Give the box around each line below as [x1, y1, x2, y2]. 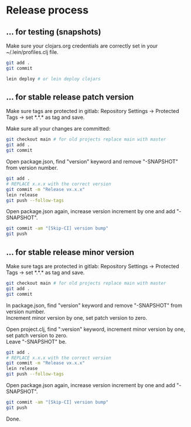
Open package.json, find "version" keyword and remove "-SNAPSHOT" [6, 158, 179, 165]
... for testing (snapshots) [6, 27, 101, 37]
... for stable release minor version [6, 247, 135, 257]
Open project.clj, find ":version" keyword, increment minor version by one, [6, 326, 186, 333]
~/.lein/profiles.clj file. [6, 49, 59, 56]
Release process [6, 4, 89, 17]
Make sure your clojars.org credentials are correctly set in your [6, 42, 158, 49]
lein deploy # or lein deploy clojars [6, 76, 101, 82]
